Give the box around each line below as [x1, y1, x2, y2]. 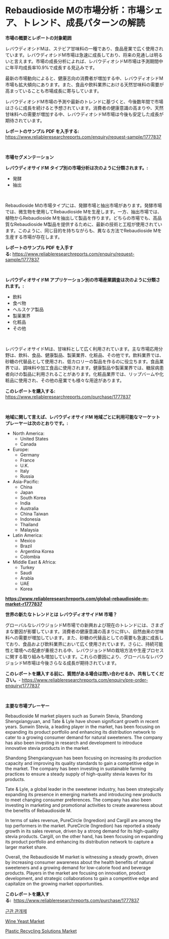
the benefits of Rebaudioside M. [5, 807, 72, 813]
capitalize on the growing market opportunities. [5, 880, 104, 887]
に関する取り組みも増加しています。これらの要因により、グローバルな [5, 653, 150, 659]
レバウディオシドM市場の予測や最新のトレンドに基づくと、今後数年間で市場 [5, 98, 164, 104]
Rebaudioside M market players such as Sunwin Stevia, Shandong [5, 712, 143, 719]
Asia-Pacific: [12, 478, 39, 484]
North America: [12, 430, 44, 436]
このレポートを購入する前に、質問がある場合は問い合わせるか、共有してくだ [5, 671, 164, 677]
